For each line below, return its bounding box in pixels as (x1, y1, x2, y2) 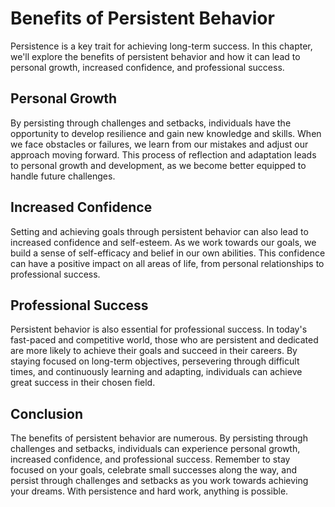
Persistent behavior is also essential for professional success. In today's (10, 323, 308, 336)
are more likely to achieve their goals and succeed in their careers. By (10, 345, 298, 357)
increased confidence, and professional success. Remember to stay (10, 453, 291, 466)
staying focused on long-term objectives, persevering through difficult (10, 355, 300, 367)
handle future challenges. (10, 170, 116, 182)
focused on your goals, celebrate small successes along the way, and (10, 464, 298, 476)
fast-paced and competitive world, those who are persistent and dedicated (10, 334, 319, 346)
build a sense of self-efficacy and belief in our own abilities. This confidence (10, 247, 326, 259)
